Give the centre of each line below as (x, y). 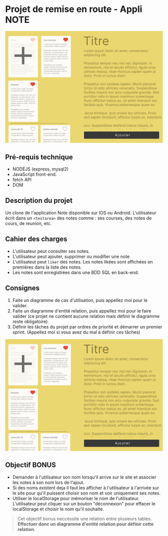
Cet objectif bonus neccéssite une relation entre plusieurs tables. (84, 518)
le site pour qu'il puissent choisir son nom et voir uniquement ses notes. (86, 493)
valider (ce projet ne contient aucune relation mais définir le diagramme (86, 316)
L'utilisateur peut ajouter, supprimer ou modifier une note (71, 256)
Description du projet (39, 201)
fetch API (22, 180)
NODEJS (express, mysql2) (40, 169)
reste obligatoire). (30, 321)
